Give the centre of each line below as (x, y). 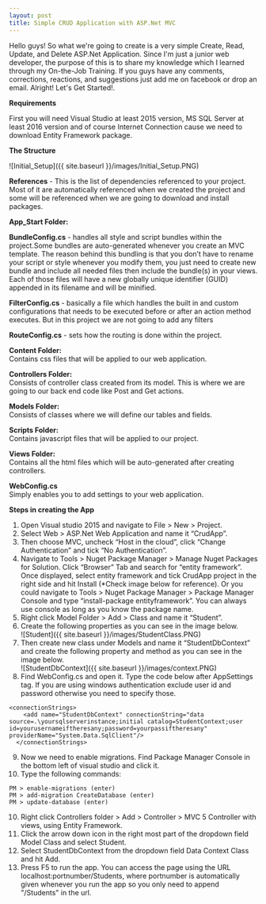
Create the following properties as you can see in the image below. (129, 625)
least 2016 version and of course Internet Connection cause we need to (126, 127)
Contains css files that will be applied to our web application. (108, 359)
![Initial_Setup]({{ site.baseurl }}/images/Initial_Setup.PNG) (104, 165)
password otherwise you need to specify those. (98, 693)
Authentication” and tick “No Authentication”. (94, 550)
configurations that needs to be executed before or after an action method (130, 311)
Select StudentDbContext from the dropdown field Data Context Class (135, 850)
